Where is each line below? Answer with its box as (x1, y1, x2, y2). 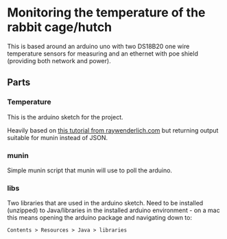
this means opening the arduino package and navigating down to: (7, 214, 192, 222)
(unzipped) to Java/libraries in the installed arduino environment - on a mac (7, 206, 221, 214)
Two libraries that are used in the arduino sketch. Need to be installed (7, 199, 204, 207)
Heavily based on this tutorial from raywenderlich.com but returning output (7, 126, 219, 135)
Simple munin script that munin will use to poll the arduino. (7, 166, 173, 174)
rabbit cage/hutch (7, 19, 112, 35)
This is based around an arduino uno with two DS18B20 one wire (7, 42, 190, 50)
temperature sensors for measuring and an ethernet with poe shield (7, 49, 199, 58)
